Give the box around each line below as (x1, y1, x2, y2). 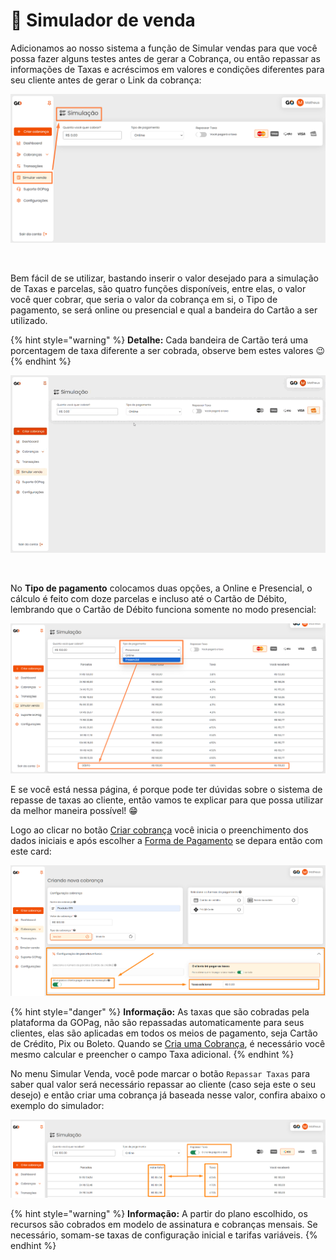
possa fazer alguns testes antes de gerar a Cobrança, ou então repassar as (10, 52, 321, 64)
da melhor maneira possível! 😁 (10, 805, 138, 817)
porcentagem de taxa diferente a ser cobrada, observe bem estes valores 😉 (10, 345, 326, 357)
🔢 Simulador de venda (10, 9, 196, 32)
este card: (10, 845, 52, 858)
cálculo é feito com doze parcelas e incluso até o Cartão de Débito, (10, 592, 287, 604)
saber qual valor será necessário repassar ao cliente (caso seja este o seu (10, 1078, 317, 1090)
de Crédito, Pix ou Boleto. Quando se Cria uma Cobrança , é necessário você (10, 1037, 326, 1049)
